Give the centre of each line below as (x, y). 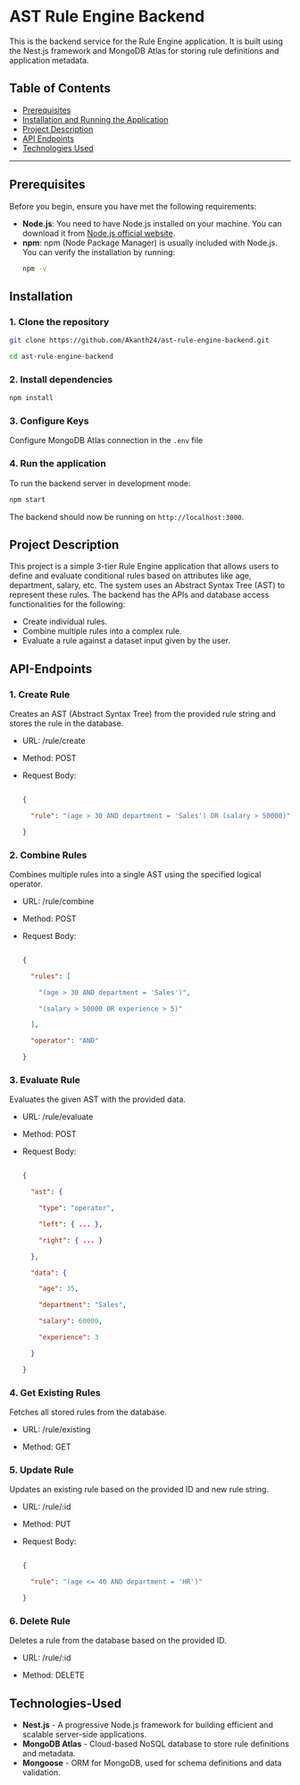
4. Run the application (58, 464)
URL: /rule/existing (56, 1430)
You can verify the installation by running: (99, 252)
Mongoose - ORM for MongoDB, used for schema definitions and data (152, 1763)
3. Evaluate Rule (45, 1080)
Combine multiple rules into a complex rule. (102, 631)
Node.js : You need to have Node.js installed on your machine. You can (152, 223)
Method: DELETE (53, 1675)
